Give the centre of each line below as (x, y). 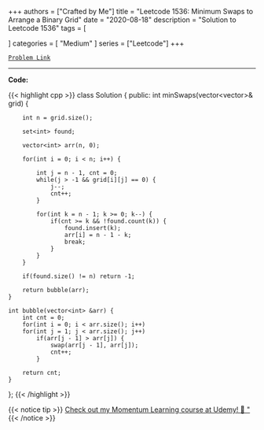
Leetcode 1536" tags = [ (47, 28)
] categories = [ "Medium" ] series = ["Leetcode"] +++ (96, 43)
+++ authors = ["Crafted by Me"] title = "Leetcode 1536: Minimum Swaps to (131, 11)
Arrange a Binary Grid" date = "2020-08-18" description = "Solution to (123, 20)
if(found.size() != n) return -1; (79, 276)
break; (75, 242)
